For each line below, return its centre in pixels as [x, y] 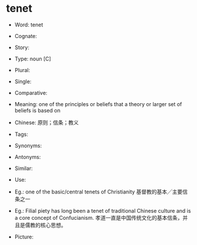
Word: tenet [29, 25]
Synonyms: [28, 145]
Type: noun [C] [33, 59]
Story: [22, 47]
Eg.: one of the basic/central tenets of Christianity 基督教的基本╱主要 [98, 192]
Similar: [24, 168]
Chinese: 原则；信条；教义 [47, 122]
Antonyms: [28, 156]
